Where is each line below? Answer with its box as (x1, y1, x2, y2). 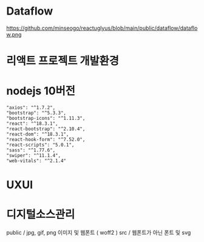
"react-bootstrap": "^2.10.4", (6, 126, 86, 132)
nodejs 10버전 (6, 84, 76, 98)
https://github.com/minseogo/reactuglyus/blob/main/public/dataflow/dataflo (6, 24, 198, 32)
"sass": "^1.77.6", (6, 147, 56, 153)
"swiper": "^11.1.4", (6, 153, 61, 159)
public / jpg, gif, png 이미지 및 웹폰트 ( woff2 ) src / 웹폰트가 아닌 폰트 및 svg (6, 229, 191, 237)
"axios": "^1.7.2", (6, 105, 56, 111)
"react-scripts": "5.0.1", (6, 142, 75, 148)
